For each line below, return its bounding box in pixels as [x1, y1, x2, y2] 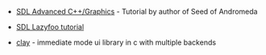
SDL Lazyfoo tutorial [15, 22, 85, 31]
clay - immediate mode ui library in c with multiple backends [15, 37, 216, 47]
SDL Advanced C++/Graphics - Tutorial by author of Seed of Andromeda [15, 7, 258, 16]
